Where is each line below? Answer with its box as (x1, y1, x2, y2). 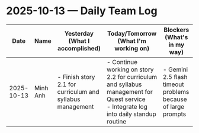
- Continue (106, 58, 138, 66)
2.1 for (57, 80, 76, 88)
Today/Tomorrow (107, 29, 157, 37)
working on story (106, 65, 154, 74)
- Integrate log (106, 102, 148, 110)
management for (106, 87, 153, 96)
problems (162, 87, 190, 96)
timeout (162, 80, 185, 88)
